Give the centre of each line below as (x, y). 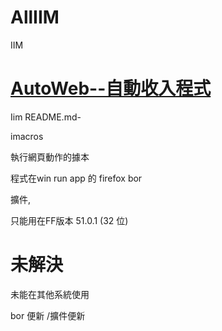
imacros (27, 136)
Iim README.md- (46, 117)
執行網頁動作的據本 (50, 157)
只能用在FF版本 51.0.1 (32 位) (69, 220)
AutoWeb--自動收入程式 (111, 88)
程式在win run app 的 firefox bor (76, 178)
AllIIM (35, 17)
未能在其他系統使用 (50, 294)
